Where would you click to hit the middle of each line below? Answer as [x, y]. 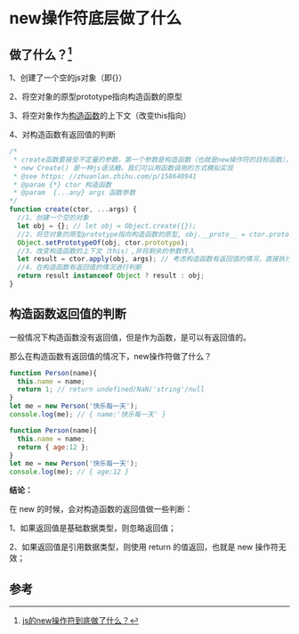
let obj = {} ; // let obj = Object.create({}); [107, 226]
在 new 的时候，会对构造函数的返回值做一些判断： [101, 509]
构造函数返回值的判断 [68, 314]
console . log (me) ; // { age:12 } [69, 472]
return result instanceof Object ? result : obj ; [111, 276]
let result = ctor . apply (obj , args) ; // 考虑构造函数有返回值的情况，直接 [148, 259]
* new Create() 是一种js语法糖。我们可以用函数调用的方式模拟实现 [123, 168]
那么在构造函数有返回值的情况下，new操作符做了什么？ [110, 356]
